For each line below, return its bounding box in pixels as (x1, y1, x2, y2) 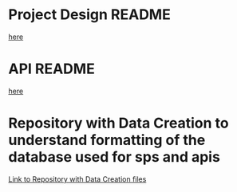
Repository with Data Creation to (8, 114, 229, 132)
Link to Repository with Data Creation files (8, 174, 147, 184)
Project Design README (8, 6, 172, 24)
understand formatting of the (8, 131, 206, 149)
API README (8, 60, 96, 78)
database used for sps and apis (8, 148, 221, 167)
